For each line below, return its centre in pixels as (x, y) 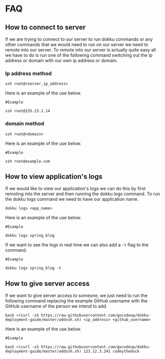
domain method (25, 124)
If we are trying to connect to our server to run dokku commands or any (79, 39)
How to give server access (47, 283)
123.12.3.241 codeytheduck (111, 351)
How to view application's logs (54, 176)
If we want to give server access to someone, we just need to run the (76, 295)
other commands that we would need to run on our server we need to (77, 45)
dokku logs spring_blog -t (33, 268)
